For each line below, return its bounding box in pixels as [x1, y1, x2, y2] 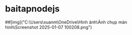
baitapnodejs [5, 3, 60, 14]
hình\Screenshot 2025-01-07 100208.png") [5, 24, 92, 30]
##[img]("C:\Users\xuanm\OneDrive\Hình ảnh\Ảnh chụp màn [5, 19, 128, 25]
